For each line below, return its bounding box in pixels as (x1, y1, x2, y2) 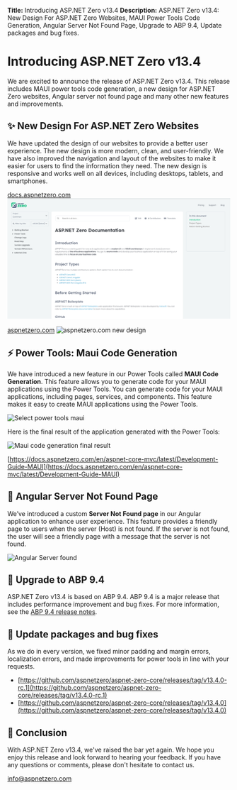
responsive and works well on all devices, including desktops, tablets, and (7, 169, 224, 177)
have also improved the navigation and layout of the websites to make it (7, 154, 216, 163)
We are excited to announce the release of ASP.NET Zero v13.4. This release (7, 77, 231, 85)
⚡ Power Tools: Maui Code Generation (7, 347, 178, 359)
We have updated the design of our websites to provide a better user (7, 138, 208, 148)
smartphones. (7, 177, 48, 185)
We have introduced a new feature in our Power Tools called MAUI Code (7, 369, 219, 378)
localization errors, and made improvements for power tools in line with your (7, 654, 230, 663)
